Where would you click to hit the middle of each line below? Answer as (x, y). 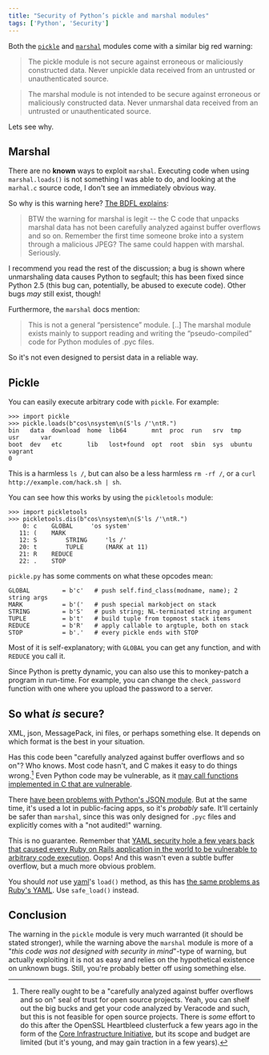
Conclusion (38, 915)
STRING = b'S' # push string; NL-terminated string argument (130, 612)
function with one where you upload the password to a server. (111, 688)
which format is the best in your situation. (77, 741)
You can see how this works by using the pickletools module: (111, 498)
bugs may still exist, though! (55, 294)
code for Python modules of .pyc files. (91, 342)
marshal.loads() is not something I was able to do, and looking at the (122, 179)
